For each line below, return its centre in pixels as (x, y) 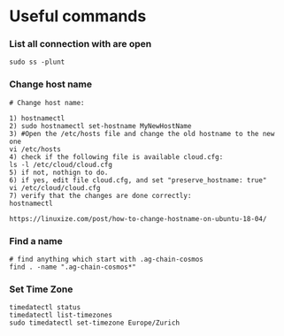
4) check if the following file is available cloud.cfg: (116, 157)
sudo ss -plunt (37, 62)
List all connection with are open (81, 44)
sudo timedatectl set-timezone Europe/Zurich (94, 323)
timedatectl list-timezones (61, 316)
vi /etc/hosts (35, 149)
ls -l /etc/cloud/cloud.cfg (61, 164)
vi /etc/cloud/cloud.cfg (55, 187)
